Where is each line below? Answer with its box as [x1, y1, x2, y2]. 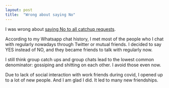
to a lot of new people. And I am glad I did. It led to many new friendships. [5, 77, 158, 83]
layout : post [5, 7, 33, 13]
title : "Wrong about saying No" [5, 12, 76, 17]
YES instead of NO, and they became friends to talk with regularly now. [5, 47, 153, 53]
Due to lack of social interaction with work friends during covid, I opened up [5, 71, 163, 77]
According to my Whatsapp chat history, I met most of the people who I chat [5, 36, 164, 42]
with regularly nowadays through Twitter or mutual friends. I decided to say [5, 41, 161, 47]
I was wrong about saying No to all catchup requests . [5, 26, 116, 32]
